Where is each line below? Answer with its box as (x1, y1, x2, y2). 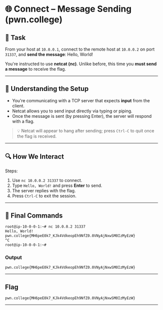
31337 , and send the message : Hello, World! (5, 52, 93, 57)
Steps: (5, 168, 18, 174)
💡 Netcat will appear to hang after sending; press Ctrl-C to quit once (16, 128, 154, 133)
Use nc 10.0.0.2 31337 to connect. (12, 177, 82, 183)
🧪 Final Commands (5, 212, 63, 220)
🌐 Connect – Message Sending (5, 3, 132, 15)
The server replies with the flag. (12, 187, 76, 193)
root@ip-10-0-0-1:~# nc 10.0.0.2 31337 (5, 224, 86, 229)
